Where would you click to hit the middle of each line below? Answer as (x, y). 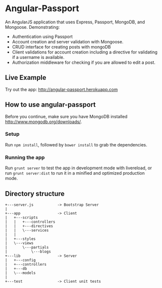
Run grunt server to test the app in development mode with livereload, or (79, 168)
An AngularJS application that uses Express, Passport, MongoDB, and (75, 22)
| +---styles (20, 239)
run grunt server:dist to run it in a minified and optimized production (75, 173)
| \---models (20, 273)
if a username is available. (38, 57)
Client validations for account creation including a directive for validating (85, 52)
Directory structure (35, 193)
